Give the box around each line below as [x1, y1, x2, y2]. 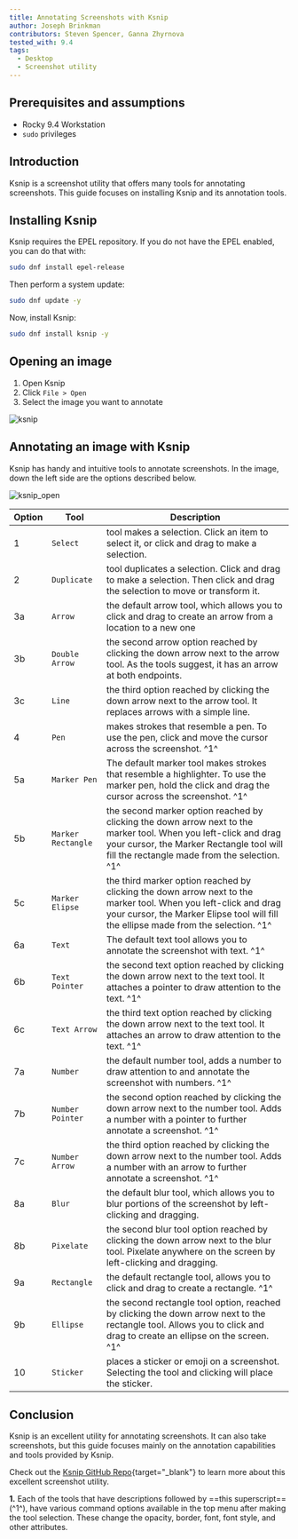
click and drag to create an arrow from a [106, 610, 273, 623]
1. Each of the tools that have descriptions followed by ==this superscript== [9, 1494, 286, 1504]
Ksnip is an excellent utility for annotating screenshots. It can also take [9, 1431, 267, 1441]
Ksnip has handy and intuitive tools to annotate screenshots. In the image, [9, 463, 279, 473]
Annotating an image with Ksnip [9, 440, 191, 455]
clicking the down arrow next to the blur [106, 1234, 272, 1246]
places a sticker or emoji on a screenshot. [106, 1355, 280, 1368]
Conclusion [9, 1407, 74, 1422]
